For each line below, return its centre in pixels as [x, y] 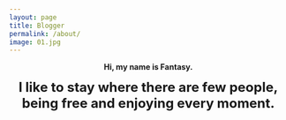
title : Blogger [37, 26]
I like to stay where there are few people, [148, 87]
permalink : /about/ [45, 34]
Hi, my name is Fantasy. [148, 67]
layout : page [33, 17]
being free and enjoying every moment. [148, 103]
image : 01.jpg [35, 42]
